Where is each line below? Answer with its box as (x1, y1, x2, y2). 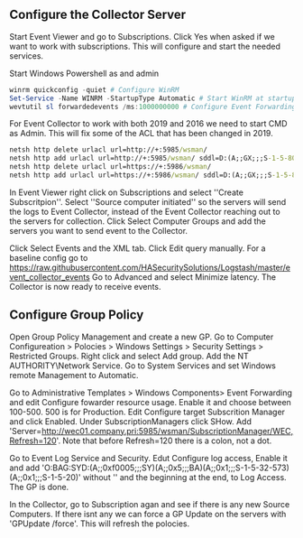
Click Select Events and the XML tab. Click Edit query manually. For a (9, 243, 266, 254)
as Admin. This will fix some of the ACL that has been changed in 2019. (9, 128, 273, 139)
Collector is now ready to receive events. (9, 281, 161, 292)
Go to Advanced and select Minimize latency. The (91, 271, 277, 283)
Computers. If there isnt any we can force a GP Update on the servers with (9, 508, 287, 519)
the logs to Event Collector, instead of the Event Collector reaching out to (9, 206, 281, 217)
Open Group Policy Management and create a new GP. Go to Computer (9, 331, 274, 342)
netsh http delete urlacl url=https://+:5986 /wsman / (9, 162, 212, 172)
